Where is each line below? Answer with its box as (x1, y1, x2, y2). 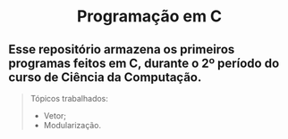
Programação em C (76, 6, 223, 27)
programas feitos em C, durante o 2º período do (8, 55, 280, 70)
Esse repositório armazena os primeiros (8, 42, 235, 57)
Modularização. (43, 120, 102, 130)
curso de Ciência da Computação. (8, 69, 202, 85)
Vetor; (43, 110, 67, 121)
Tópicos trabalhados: (30, 94, 109, 103)
